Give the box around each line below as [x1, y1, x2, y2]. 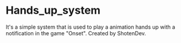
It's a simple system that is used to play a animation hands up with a [5, 23, 176, 30]
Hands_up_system [5, 4, 101, 17]
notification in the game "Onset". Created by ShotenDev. [5, 29, 146, 36]
